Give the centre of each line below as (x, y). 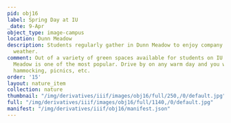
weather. (26, 52)
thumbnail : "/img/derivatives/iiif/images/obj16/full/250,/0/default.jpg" (117, 96)
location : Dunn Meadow (40, 39)
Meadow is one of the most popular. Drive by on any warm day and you (117, 64)
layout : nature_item (37, 83)
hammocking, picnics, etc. (52, 70)
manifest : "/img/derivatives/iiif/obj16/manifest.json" (89, 109)
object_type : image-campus (46, 32)
